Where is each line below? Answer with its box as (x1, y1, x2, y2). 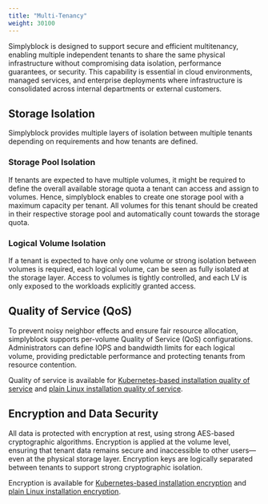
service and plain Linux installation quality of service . (8, 384, 183, 393)
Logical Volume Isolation (8, 237, 106, 248)
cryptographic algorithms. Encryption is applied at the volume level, (8, 437, 231, 446)
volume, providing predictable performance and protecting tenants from (8, 351, 246, 361)
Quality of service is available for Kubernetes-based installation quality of (8, 375, 250, 385)
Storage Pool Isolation (8, 157, 96, 168)
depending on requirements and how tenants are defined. (8, 137, 198, 147)
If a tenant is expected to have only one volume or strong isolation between (8, 256, 257, 265)
